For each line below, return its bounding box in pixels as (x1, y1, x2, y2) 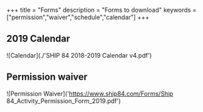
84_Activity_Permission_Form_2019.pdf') (6, 96, 121, 105)
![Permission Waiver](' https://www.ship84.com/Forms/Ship (6, 89, 174, 98)
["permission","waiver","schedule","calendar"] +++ (6, 13, 150, 21)
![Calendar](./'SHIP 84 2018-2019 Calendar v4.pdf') (6, 51, 152, 59)
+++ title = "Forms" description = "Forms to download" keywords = (6, 6, 197, 14)
